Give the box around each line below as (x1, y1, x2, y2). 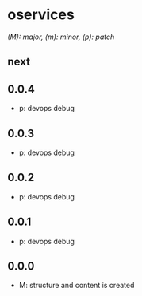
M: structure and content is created (18, 281, 135, 290)
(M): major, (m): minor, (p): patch (7, 32, 115, 41)
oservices (7, 6, 75, 24)
